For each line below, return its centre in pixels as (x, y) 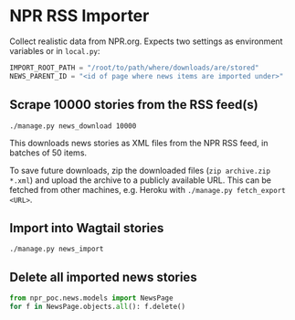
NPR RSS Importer (79, 16)
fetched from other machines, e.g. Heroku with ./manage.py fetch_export (147, 189)
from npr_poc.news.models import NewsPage (91, 298)
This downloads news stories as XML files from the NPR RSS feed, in (139, 143)
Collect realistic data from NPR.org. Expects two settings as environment (146, 41)
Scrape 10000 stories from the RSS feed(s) (134, 105)
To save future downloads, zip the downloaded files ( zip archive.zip (140, 170)
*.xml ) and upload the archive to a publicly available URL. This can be (141, 180)
